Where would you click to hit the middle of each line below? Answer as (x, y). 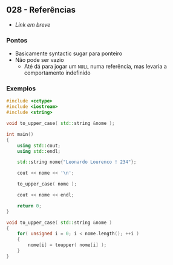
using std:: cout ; (39, 146)
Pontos (17, 40)
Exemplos (21, 89)
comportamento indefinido (57, 73)
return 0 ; (30, 206)
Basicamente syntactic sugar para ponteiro (69, 53)
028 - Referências (41, 10)
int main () (20, 134)
